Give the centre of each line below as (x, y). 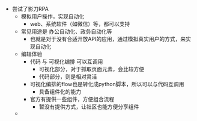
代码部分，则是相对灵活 (68, 76)
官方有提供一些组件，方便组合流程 (72, 99)
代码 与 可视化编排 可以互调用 (66, 61)
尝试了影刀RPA (30, 9)
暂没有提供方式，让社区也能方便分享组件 (89, 107)
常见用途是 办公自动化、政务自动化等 (66, 31)
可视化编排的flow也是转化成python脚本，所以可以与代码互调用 (107, 84)
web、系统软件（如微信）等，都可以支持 (80, 24)
